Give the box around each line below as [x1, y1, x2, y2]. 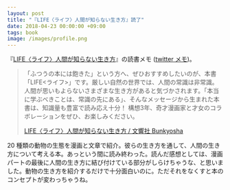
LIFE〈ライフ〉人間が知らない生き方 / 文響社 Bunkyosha [23, 127, 183, 135]
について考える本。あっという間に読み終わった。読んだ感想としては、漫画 [12, 150, 223, 158]
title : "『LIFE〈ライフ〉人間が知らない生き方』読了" [7, 16, 145, 23]
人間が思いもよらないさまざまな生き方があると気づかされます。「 [23, 87, 207, 95]
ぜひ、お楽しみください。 [66, 112, 139, 120]
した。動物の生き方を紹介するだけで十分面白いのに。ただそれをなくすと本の [7, 167, 224, 175]
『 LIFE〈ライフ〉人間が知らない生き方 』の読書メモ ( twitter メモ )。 [7, 55, 196, 64]
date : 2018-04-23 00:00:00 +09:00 [7, 23, 106, 29]
